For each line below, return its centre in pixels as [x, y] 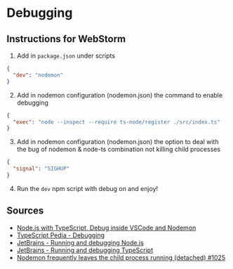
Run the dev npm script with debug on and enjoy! [87, 188]
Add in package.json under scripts [66, 55]
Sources [25, 211]
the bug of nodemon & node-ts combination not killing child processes [119, 150]
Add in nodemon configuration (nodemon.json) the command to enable [119, 95]
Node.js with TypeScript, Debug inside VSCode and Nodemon [106, 228]
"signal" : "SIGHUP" [41, 169]
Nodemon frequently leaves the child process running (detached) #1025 [121, 257]
